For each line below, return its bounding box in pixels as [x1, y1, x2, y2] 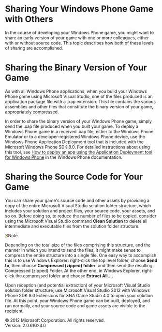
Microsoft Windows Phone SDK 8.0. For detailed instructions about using [5, 144, 150, 150]
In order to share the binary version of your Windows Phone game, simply [5, 118, 152, 124]
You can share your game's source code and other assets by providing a [5, 197, 150, 203]
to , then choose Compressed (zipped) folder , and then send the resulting [5, 262, 153, 268]
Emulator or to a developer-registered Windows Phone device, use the [5, 134, 145, 139]
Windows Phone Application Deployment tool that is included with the [5, 139, 144, 145]
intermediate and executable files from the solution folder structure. [5, 223, 140, 229]
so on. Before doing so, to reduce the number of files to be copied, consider [5, 213, 157, 219]
